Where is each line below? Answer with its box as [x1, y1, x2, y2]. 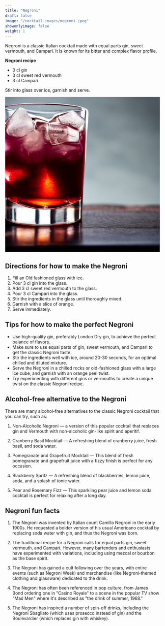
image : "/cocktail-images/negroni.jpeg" [5, 18, 89, 23]
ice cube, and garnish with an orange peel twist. [12, 370, 110, 376]
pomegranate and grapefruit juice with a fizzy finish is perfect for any [12, 458, 153, 463]
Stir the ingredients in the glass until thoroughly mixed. [12, 296, 123, 301]
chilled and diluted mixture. [12, 360, 67, 365]
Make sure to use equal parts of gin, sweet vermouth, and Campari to [12, 344, 153, 350]
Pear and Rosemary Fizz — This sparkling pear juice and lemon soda [12, 487, 152, 493]
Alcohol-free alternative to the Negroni [5, 395, 127, 403]
